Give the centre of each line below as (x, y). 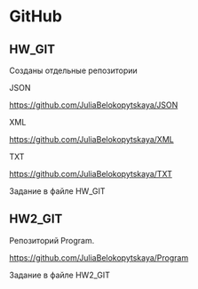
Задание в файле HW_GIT (57, 191)
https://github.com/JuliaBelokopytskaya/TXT (91, 174)
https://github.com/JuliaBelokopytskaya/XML (92, 139)
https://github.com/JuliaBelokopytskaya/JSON (94, 105)
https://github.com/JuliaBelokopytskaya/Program (99, 257)
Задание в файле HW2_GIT (60, 275)
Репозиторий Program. (52, 240)
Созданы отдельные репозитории (73, 70)
